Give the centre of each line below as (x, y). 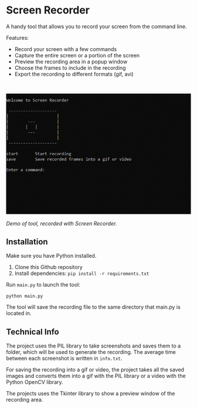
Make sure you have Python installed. (51, 256)
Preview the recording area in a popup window (71, 62)
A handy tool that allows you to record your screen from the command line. (96, 26)
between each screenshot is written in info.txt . (64, 359)
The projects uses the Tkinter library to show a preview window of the (91, 394)
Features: (18, 38)
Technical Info (33, 332)
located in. (19, 313)
